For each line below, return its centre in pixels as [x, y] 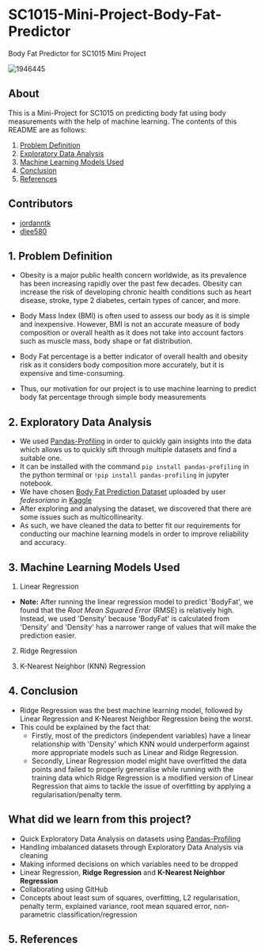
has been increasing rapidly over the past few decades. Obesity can [131, 284]
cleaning [34, 855]
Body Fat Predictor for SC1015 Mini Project [77, 53]
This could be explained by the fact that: [85, 727]
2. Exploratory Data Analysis [80, 422]
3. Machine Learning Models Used [94, 568]
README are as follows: [47, 129]
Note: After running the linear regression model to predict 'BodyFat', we [136, 602]
